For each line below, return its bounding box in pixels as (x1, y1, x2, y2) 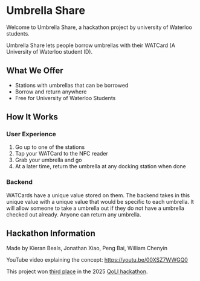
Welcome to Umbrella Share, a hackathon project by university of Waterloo (6, 24, 192, 31)
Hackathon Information (6, 229, 95, 239)
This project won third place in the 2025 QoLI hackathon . (6, 268, 148, 275)
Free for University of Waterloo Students (15, 94, 116, 101)
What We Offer (6, 66, 63, 76)
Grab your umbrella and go (15, 156, 82, 163)
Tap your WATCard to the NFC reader (15, 150, 109, 157)
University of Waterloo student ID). (6, 48, 92, 55)
